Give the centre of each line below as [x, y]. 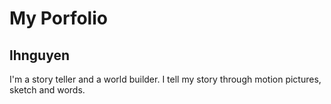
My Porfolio [58, 18]
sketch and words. [47, 90]
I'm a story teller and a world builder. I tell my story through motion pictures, [165, 79]
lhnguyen [40, 55]
